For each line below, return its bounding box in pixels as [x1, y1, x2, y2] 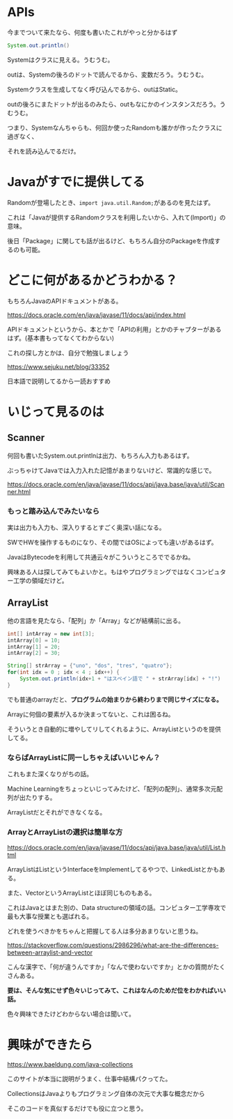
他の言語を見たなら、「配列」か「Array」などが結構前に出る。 [7, 616, 184, 624]
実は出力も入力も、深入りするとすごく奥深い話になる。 [7, 523, 166, 532]
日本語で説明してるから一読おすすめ [7, 377, 111, 385]
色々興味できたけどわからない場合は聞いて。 [7, 1010, 136, 1018]
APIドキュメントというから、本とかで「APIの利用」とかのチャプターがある [7, 325, 222, 333]
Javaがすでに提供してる [7, 174, 145, 190]
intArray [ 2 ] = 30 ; [7, 649, 61, 657]
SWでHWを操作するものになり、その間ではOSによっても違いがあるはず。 [7, 538, 218, 546]
